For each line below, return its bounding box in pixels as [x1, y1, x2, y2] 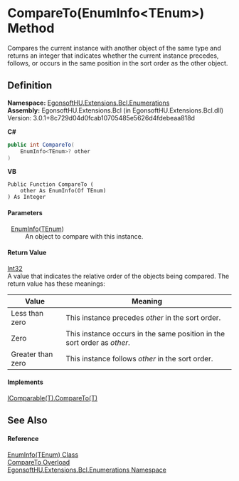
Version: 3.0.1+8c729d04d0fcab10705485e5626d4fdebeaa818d [7, 113, 196, 122]
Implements [7, 378, 44, 386]
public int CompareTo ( [7, 141, 75, 148]
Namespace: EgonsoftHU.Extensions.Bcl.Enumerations [7, 98, 170, 107]
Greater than [11, 349, 53, 359]
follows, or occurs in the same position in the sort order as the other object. [7, 58, 228, 67]
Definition [7, 80, 52, 92]
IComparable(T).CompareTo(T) [7, 393, 98, 402]
